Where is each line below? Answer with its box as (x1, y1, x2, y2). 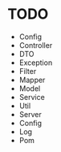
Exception (18, 58, 53, 67)
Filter (18, 66, 37, 76)
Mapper (18, 75, 46, 85)
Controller (18, 40, 53, 50)
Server (18, 109, 42, 119)
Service (18, 92, 45, 102)
